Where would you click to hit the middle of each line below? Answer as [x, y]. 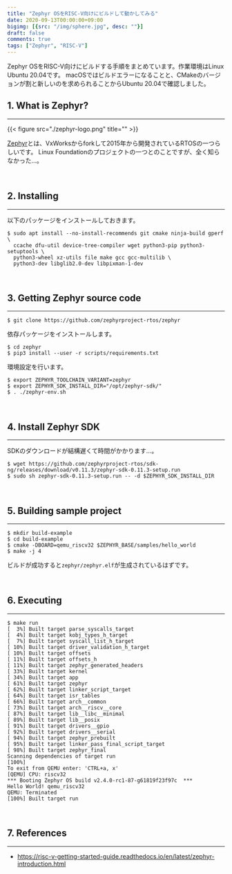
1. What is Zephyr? [48, 106]
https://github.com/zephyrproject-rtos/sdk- [94, 464]
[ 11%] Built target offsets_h [52, 659]
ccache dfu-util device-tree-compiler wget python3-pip [95, 245]
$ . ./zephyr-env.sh [37, 392]
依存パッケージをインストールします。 [61, 334]
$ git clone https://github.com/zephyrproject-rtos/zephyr [94, 320]
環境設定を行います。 [37, 367]
